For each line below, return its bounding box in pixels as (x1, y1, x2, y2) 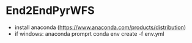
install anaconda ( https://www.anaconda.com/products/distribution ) (14, 24, 186, 31)
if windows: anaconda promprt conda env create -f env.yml (14, 30, 164, 37)
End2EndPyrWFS (6, 4, 95, 18)
